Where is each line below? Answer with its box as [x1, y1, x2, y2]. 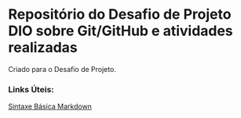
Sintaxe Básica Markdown [8, 102, 93, 111]
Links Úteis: [8, 84, 55, 95]
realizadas [8, 39, 78, 56]
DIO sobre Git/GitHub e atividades [8, 22, 233, 40]
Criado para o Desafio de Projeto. [8, 64, 116, 73]
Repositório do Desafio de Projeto [8, 5, 232, 23]
